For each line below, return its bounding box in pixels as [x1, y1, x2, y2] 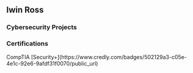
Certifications [6, 40, 49, 48]
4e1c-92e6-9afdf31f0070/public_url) [6, 60, 98, 67]
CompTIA [6, 53, 30, 60]
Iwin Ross [6, 5, 44, 15]
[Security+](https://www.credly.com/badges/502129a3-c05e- [31, 53, 188, 60]
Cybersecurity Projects [6, 23, 78, 32]
